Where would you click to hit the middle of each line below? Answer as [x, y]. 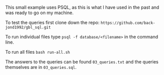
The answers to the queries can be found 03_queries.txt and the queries [82, 62]
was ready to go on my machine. [39, 13]
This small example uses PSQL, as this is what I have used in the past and [82, 7]
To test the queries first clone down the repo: [53, 23]
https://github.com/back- [128, 23]
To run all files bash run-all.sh [38, 52]
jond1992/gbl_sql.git [28, 27]
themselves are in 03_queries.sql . [41, 67]
